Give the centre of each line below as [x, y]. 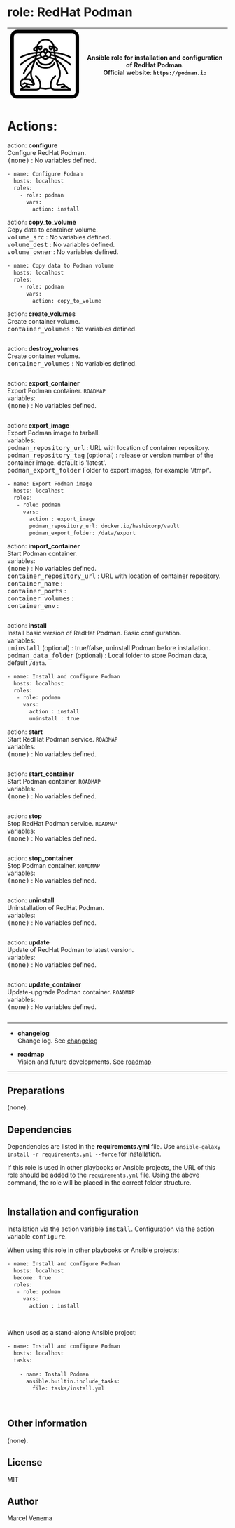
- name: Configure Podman [45, 174]
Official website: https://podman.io [155, 72]
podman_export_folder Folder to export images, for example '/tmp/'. [109, 470]
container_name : [35, 584]
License [25, 1462]
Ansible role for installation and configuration [155, 58]
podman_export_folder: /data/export [83, 533]
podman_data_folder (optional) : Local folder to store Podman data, [107, 656]
